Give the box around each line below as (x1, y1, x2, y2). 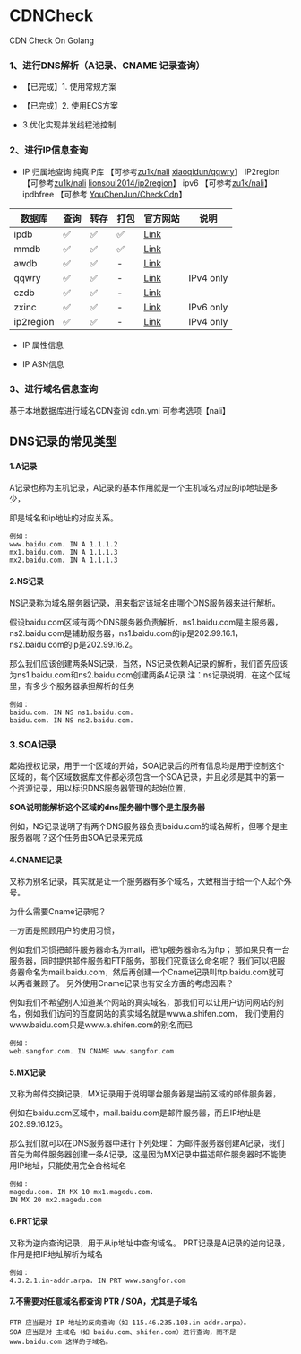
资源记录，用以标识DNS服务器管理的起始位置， (16, 782, 191, 793)
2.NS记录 (9, 576, 45, 587)
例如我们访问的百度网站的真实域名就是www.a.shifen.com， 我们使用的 (24, 1009, 285, 1019)
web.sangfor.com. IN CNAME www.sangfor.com (9, 1047, 175, 1056)
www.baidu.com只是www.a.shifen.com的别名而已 (9, 1019, 193, 1030)
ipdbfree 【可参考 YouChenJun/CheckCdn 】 (21, 188, 187, 199)
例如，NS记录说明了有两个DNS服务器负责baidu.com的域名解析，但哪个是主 (9, 820, 288, 831)
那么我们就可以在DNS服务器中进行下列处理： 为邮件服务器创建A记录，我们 (9, 1138, 285, 1149)
